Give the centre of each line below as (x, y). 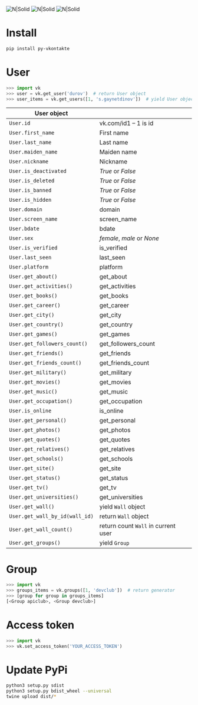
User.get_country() (36, 325)
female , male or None (129, 238)
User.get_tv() (29, 488)
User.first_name (32, 133)
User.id (20, 123)
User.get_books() (33, 296)
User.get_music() (33, 392)
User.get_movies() (35, 382)
